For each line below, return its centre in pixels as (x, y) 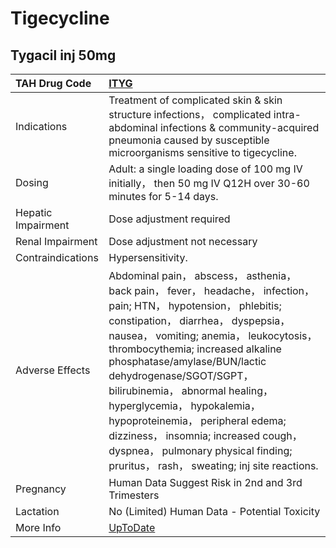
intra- (287, 114)
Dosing (32, 182)
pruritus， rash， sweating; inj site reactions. (213, 465)
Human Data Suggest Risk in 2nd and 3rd (205, 482)
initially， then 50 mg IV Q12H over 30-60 (209, 183)
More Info (38, 527)
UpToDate (132, 527)
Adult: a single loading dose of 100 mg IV (205, 169)
